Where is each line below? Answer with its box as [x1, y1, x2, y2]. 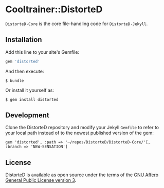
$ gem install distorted [5, 97, 59, 102]
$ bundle [5, 78, 24, 83]
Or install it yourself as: [5, 87, 54, 93]
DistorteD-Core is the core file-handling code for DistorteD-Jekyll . [5, 20, 148, 27]
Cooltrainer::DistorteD [5, 4, 103, 15]
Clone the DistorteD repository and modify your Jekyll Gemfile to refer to [5, 124, 159, 131]
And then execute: [5, 68, 44, 74]
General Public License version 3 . [5, 177, 77, 183]
